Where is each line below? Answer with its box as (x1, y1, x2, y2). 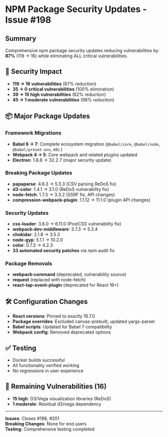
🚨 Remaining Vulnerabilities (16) (5, 382, 106, 391)
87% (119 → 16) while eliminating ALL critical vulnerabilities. (5, 53, 128, 59)
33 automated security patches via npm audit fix (12, 248, 115, 254)
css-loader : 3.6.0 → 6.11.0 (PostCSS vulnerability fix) (12, 221, 121, 227)
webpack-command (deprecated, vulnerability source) (12, 271, 126, 277)
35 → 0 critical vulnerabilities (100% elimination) (12, 86, 114, 92)
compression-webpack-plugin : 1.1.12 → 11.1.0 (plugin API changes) (12, 197, 151, 203)
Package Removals (5, 260, 52, 267)
